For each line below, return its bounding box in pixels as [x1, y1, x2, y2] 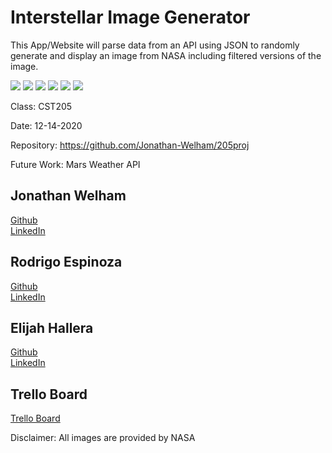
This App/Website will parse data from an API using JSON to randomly [10, 39, 300, 51]
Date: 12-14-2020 [10, 119, 83, 131]
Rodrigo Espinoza [10, 254, 123, 271]
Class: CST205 [10, 100, 73, 112]
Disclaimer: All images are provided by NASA [10, 432, 196, 444]
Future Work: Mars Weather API [10, 158, 141, 170]
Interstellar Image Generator [10, 6, 251, 29]
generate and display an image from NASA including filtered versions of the [10, 49, 322, 61]
